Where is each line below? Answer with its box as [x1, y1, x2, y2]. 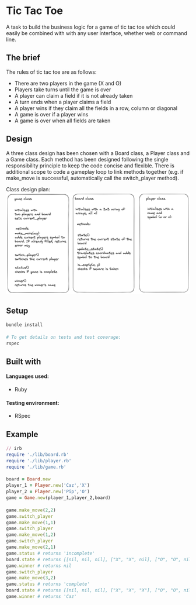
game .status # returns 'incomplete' [6, 550, 95, 556]
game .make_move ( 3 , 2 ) [6, 575, 57, 581]
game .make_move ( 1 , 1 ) [6, 520, 57, 525]
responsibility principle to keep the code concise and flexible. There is [6, 162, 175, 169]
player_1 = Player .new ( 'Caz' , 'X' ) [6, 483, 90, 489]
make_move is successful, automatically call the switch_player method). [6, 174, 179, 181]
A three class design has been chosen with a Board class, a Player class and [6, 149, 190, 156]
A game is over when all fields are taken [14, 117, 111, 124]
